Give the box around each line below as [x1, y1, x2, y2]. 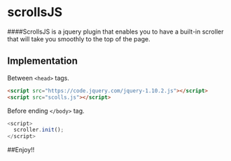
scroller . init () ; [13, 127, 64, 134]
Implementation [7, 55, 78, 67]
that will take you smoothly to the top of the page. [7, 34, 150, 43]
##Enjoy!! [7, 146, 35, 154]
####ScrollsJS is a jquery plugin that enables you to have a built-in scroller [7, 27, 224, 36]
